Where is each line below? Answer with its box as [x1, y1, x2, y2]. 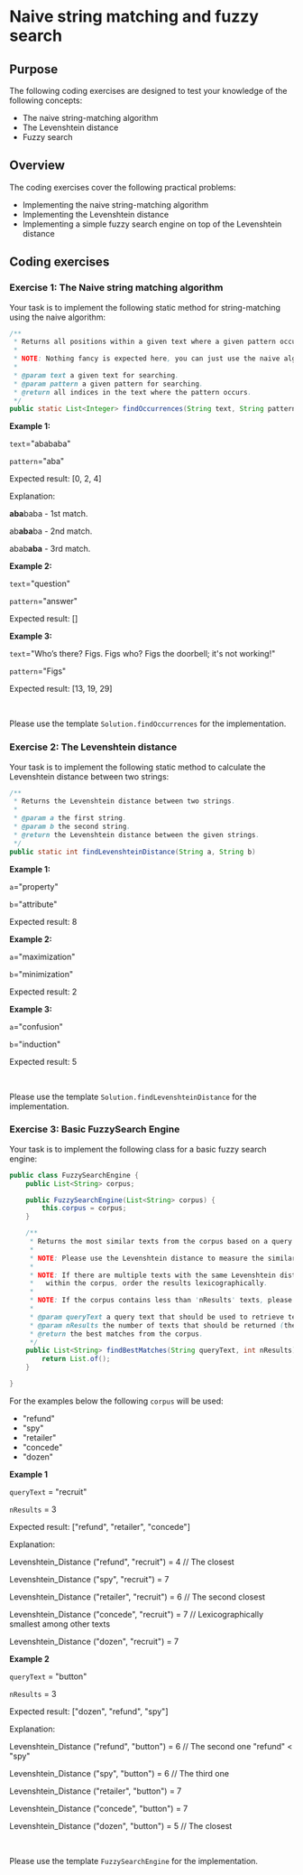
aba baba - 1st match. [9, 508, 88, 519]
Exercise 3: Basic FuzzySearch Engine [9, 1123, 180, 1135]
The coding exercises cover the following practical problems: [9, 182, 236, 192]
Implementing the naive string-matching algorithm [22, 199, 209, 210]
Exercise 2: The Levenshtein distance [9, 741, 178, 753]
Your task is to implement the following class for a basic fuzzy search [9, 1143, 268, 1154]
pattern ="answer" [9, 596, 78, 607]
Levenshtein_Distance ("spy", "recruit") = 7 [9, 1573, 170, 1584]
